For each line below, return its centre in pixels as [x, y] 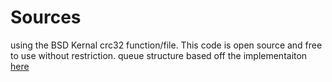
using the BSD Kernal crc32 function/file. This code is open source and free [166, 45]
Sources [46, 17]
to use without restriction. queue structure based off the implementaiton [159, 55]
